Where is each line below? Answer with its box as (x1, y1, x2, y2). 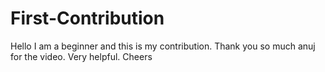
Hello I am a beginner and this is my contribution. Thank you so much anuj (10, 40, 316, 52)
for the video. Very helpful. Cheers (10, 50, 153, 62)
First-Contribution (10, 7, 165, 30)
